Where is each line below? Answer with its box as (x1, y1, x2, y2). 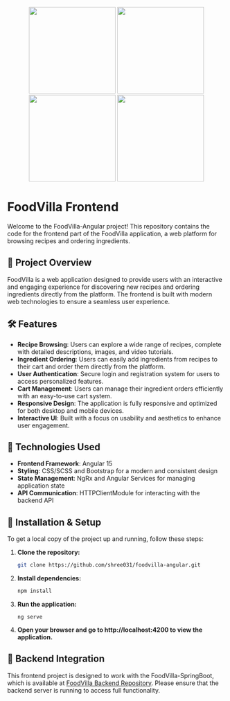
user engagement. (17, 421, 70, 429)
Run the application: (17, 600, 78, 608)
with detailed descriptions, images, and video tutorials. (17, 347, 174, 356)
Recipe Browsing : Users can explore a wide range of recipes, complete (17, 340, 222, 348)
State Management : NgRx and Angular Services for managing (17, 474, 195, 483)
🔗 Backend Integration (7, 653, 105, 665)
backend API (17, 496, 54, 505)
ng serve (17, 613, 43, 620)
